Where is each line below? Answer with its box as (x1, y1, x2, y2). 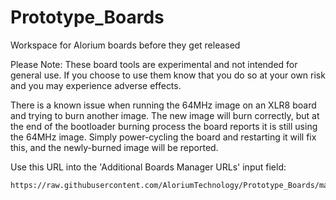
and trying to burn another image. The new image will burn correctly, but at (10, 109, 320, 121)
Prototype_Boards (10, 6, 165, 29)
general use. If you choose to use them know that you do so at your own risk (10, 69, 326, 81)
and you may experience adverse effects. (10, 79, 182, 91)
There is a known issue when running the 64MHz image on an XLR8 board (10, 99, 317, 111)
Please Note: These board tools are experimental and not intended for (10, 58, 298, 70)
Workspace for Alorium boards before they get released (10, 39, 241, 51)
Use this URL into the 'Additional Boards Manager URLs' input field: (10, 161, 287, 173)
